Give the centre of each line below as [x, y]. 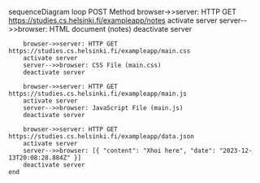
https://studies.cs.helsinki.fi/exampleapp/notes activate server [113, 20]
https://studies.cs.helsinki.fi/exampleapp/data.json [102, 137]
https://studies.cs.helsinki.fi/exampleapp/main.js [97, 94]
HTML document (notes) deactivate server [121, 29]
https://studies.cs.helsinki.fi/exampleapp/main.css [100, 51]
